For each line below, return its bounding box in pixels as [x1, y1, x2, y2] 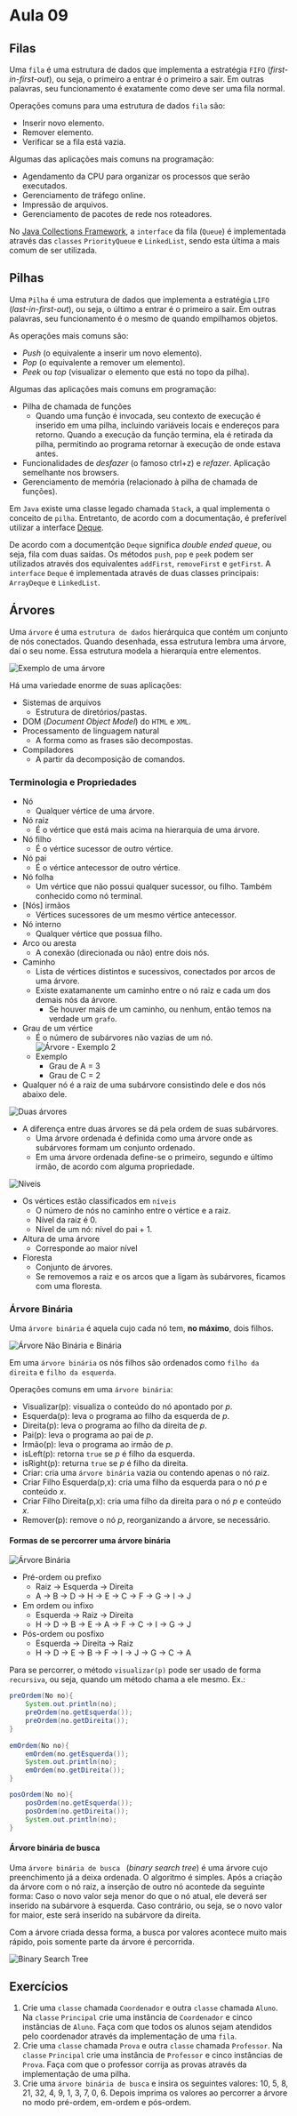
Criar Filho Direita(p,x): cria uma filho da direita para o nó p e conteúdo [21, 1495, 282, 1507]
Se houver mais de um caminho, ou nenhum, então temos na [48, 1004, 272, 1014]
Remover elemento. [21, 127, 94, 138]
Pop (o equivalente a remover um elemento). [21, 357, 186, 367]
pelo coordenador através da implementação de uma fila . [21, 2031, 237, 2041]
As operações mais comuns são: [9, 330, 129, 341]
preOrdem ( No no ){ [9, 1691, 74, 1701]
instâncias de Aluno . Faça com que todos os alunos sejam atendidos [21, 2022, 273, 2032]
